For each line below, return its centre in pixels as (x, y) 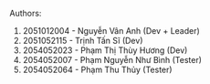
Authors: (26, 13)
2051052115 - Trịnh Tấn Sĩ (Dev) (83, 41)
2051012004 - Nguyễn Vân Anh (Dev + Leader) (111, 31)
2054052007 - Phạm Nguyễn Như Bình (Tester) (112, 60)
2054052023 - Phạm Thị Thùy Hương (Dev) (105, 50)
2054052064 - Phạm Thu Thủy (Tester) (97, 69)
